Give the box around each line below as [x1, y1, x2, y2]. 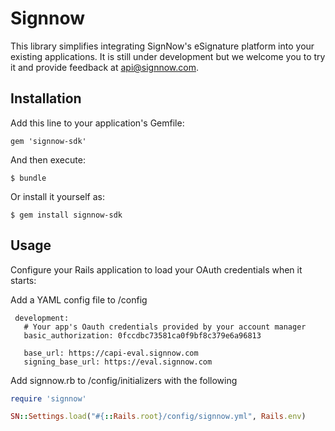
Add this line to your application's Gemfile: [10, 117, 185, 129]
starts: [10, 274, 37, 286]
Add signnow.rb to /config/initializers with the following [10, 374, 238, 386]
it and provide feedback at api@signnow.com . [10, 61, 200, 73]
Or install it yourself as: [10, 190, 105, 202]
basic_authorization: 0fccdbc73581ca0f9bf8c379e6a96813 [23, 330, 262, 341]
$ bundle [10, 173, 47, 183]
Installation [10, 90, 82, 107]
